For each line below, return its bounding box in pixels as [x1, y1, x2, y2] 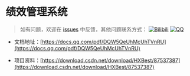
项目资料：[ [14, 57, 42, 64]
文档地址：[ [14, 38, 42, 45]
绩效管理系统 [5, 5, 68, 19]
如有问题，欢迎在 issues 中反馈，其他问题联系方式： [19, 26, 148, 33]
